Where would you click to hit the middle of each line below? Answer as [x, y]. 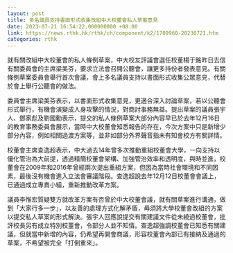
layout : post [26, 14]
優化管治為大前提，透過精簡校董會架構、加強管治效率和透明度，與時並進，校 [116, 159]
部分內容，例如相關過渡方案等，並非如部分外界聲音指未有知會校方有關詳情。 [116, 135]
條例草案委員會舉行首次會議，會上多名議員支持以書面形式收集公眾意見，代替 [116, 78]
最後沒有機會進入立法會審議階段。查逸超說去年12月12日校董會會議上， [120, 176]
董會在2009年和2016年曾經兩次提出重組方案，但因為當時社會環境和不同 [110, 168]
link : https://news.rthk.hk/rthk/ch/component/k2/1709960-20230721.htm [113, 33]
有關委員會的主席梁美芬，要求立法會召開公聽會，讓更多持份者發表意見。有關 [116, 69]
